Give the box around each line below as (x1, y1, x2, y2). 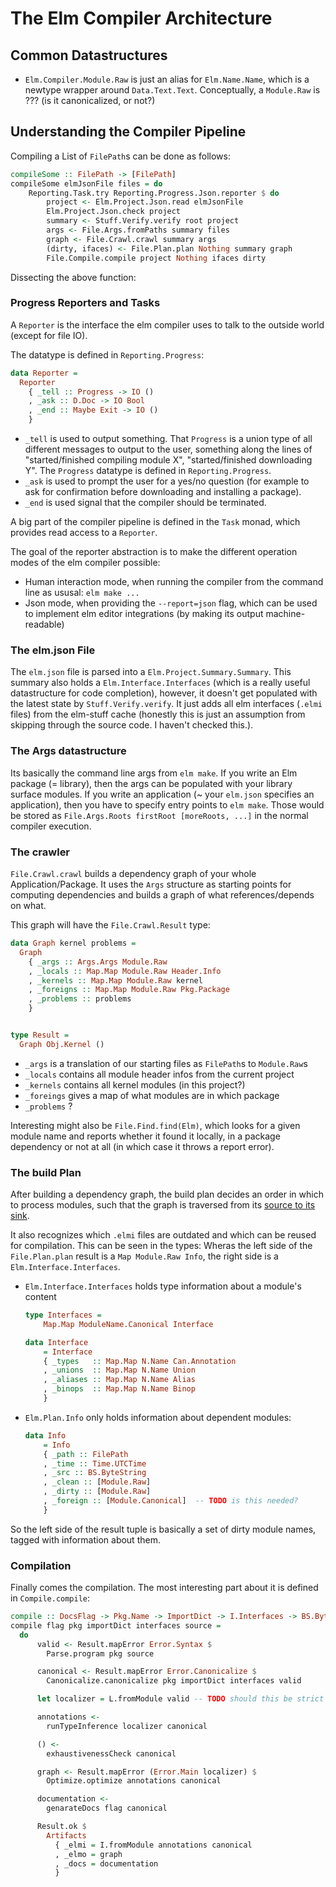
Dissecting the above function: (10, 271, 137, 283)
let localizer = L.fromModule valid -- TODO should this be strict (36, 1694, 325, 1704)
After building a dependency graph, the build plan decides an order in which (10, 1188, 324, 1201)
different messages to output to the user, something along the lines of (24, 443, 313, 456)
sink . (10, 1210, 30, 1222)
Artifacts (46, 1830, 87, 1841)
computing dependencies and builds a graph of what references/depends (10, 889, 315, 901)
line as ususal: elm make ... (24, 587, 140, 599)
